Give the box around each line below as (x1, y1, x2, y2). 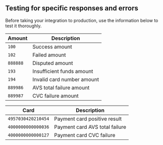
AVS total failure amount (32, 84, 90, 91)
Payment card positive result (53, 115, 122, 122)
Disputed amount (32, 59, 73, 66)
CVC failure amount (32, 92, 79, 99)
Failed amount (32, 51, 67, 58)
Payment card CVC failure (53, 131, 116, 138)
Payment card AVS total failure (53, 123, 127, 130)
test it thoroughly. (5, 23, 42, 29)
